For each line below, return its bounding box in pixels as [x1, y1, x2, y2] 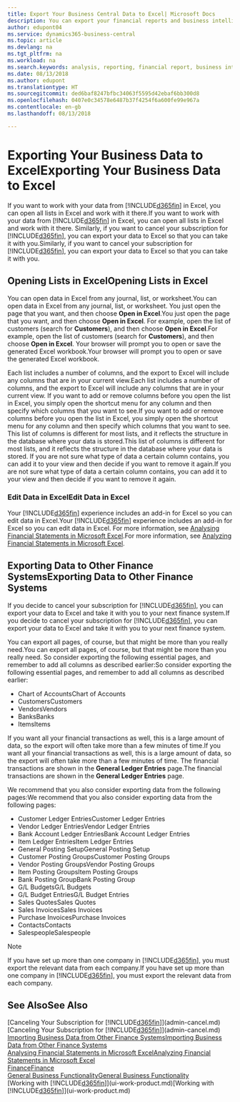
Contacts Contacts [17, 921, 71, 929]
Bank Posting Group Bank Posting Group [17, 875, 136, 883]
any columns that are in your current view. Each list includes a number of [7, 376, 220, 384]
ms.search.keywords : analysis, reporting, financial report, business [7, 64, 222, 71]
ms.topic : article [7, 37, 62, 44]
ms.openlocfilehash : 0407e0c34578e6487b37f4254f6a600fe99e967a [7, 97, 200, 104]
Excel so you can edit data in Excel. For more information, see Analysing [7, 524, 220, 532]
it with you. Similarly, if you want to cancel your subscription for [7, 239, 193, 247]
